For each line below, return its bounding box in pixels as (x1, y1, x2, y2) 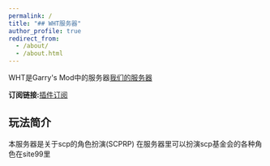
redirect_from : (8, 34, 60, 43)
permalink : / (8, 11, 53, 20)
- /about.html (15, 49, 63, 57)
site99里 (22, 149, 51, 159)
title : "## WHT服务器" (8, 19, 82, 28)
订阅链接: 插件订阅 (8, 90, 68, 100)
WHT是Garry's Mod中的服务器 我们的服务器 (8, 73, 152, 82)
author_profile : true (8, 27, 82, 35)
